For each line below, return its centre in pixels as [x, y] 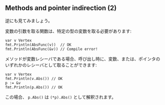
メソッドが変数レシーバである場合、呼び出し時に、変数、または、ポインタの [83, 59]
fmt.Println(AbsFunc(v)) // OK [38, 45]
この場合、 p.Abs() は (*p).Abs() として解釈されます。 [61, 97]
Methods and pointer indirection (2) [61, 8]
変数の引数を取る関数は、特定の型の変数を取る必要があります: [68, 31]
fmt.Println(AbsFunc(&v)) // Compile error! [51, 49]
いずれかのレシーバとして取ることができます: [51, 65]
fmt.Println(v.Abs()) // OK [34, 78]
